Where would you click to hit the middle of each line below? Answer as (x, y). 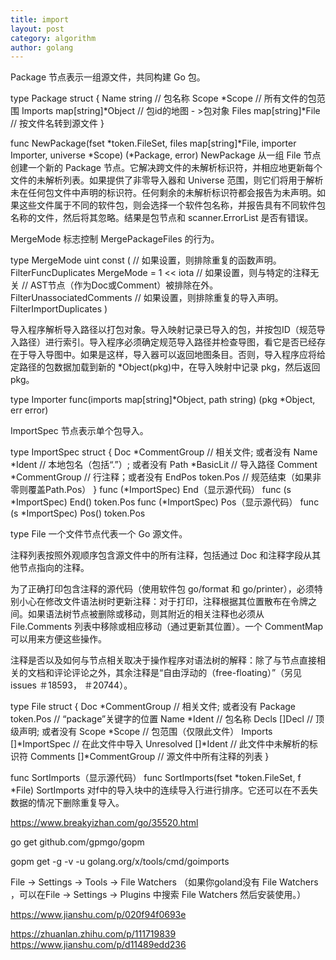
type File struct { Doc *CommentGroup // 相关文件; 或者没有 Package (153, 707)
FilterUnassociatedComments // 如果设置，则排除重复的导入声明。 (147, 298)
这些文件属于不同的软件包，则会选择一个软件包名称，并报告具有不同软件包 (172, 205)
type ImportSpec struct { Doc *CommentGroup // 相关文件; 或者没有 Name (164, 452)
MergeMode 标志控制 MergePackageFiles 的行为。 (115, 239)
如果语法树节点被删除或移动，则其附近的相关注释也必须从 (146, 614)
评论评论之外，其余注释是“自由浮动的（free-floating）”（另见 (178, 673)
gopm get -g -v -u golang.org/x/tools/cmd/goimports (120, 862)
